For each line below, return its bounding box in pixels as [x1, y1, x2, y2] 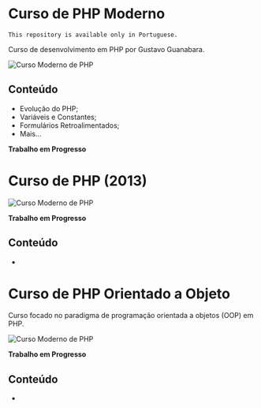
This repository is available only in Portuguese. [8, 31, 178, 39]
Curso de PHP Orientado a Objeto [8, 285, 231, 302]
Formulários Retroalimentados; [19, 120, 120, 130]
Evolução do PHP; [19, 103, 79, 113]
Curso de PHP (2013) [8, 171, 147, 189]
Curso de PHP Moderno [8, 5, 166, 23]
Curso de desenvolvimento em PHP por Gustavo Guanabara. [8, 44, 205, 54]
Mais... [19, 129, 42, 138]
